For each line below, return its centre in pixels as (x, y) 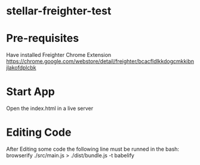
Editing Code (39, 132)
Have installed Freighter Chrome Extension (59, 55)
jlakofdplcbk (21, 68)
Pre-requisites (43, 39)
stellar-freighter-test (59, 11)
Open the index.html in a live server (50, 108)
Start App (31, 92)
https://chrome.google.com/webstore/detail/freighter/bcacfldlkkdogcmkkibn (100, 62)
